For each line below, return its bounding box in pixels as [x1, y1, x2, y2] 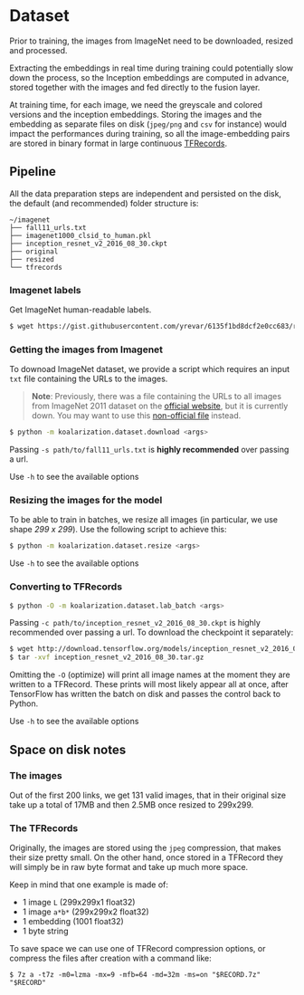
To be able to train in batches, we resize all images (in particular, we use [9, 514, 279, 525]
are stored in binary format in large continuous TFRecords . [9, 138, 228, 148]
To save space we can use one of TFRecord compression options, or [9, 943, 266, 954]
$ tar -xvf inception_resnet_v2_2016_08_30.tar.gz [9, 653, 204, 662]
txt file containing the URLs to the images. [9, 373, 168, 385]
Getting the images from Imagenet [9, 343, 164, 356]
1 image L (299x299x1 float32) [22, 897, 136, 908]
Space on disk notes [9, 741, 127, 757]
